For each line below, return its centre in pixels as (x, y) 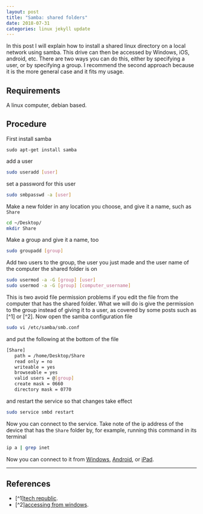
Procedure (27, 124)
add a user (20, 161)
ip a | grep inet (28, 447)
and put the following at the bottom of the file (63, 339)
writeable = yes (35, 367)
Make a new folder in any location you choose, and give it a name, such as (99, 206)
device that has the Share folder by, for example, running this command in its (101, 430)
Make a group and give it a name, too (53, 240)
